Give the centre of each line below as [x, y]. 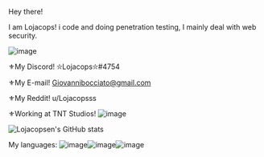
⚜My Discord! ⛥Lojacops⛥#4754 [64, 66]
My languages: [33, 145]
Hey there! [26, 12]
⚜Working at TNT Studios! [52, 114]
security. [23, 36]
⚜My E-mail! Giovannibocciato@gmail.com [80, 83]
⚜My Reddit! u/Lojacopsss [52, 98]
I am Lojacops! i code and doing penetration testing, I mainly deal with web [132, 27]
